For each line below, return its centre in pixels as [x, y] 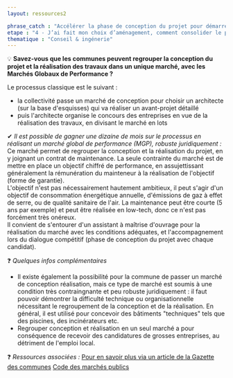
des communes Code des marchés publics [68, 367]
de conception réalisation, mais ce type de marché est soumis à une [115, 284]
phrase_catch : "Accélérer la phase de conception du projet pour [105, 26]
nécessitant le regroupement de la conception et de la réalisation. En [115, 307]
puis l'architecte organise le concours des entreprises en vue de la [112, 116]
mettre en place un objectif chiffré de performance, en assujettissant [105, 166]
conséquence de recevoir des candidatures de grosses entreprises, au [118, 336]
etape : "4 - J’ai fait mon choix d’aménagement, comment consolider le [114, 33]
